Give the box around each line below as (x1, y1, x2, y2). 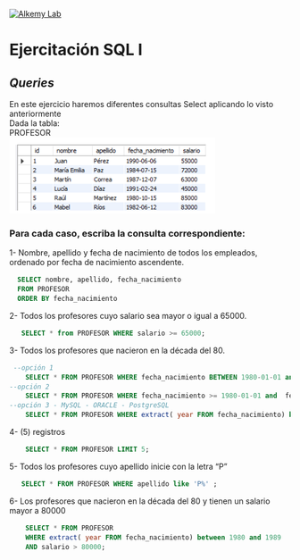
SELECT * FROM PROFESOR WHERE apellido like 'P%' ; (21, 479, 218, 489)
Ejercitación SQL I (9, 40, 143, 60)
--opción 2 (9, 382, 50, 391)
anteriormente (9, 108, 62, 119)
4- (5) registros (9, 427, 65, 438)
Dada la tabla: (9, 118, 60, 129)
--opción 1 (12, 363, 54, 372)
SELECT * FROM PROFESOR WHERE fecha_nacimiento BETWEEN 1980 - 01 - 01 (25, 372, 281, 381)
